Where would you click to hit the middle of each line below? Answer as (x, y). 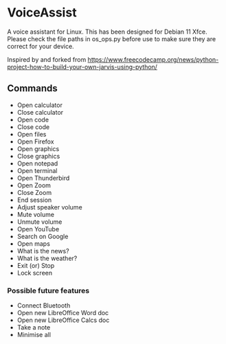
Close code (33, 127)
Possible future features (48, 290)
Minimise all (34, 335)
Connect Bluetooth (44, 306)
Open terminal (37, 170)
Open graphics (38, 148)
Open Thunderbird (43, 178)
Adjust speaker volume (49, 207)
